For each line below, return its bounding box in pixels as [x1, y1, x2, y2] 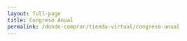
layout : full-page [7, 10, 61, 17]
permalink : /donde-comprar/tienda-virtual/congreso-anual [7, 23, 180, 30]
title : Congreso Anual [7, 17, 74, 24]
